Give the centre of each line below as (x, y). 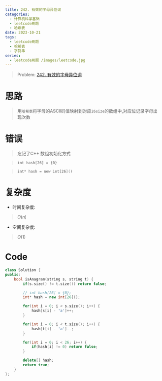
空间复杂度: (24, 227)
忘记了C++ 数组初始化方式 (44, 154)
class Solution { (23, 270)
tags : (11, 37)
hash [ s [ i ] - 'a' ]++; (52, 311)
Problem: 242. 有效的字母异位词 (49, 75)
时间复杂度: (24, 207)
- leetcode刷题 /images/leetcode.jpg (48, 60)
